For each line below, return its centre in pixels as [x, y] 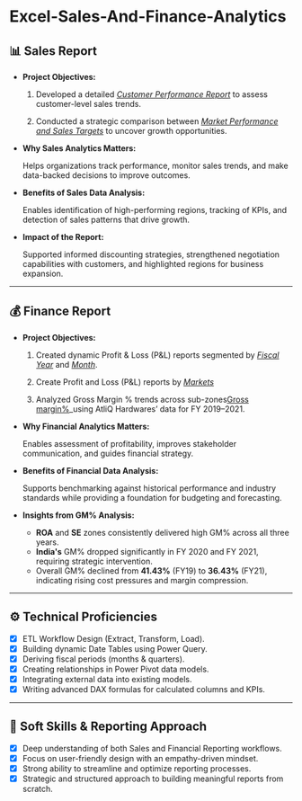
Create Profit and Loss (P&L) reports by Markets [124, 382]
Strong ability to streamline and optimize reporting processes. [137, 768]
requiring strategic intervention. [94, 561]
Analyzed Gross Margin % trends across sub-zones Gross [142, 399]
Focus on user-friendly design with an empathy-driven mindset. [140, 758]
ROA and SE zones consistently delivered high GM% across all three [162, 532]
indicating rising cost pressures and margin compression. [142, 580]
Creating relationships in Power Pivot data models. [115, 669]
